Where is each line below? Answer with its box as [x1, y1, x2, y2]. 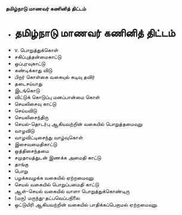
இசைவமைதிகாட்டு [14, 140, 57, 148]
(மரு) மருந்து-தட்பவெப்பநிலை [14, 194, 80, 201]
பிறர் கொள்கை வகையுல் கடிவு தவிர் [14, 73, 95, 80]
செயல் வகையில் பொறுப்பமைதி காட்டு [14, 180, 99, 188]
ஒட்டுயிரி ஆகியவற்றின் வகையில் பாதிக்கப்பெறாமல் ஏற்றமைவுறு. [14, 201, 159, 208]
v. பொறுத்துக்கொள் [14, 46, 58, 53]
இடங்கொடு [14, 87, 40, 94]
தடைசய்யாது [14, 80, 42, 87]
